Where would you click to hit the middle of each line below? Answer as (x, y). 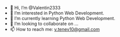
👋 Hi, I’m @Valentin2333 (35, 8)
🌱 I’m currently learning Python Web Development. (63, 18)
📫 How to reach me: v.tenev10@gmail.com (55, 29)
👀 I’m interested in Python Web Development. (57, 13)
